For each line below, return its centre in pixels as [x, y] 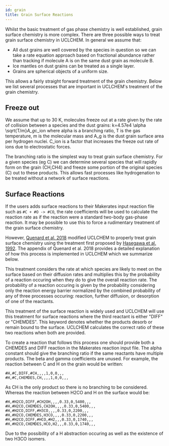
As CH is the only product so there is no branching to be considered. [76, 387]
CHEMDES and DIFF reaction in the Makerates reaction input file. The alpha [83, 348]
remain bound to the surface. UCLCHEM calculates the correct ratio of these [85, 327]
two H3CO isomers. [26, 439]
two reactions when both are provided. [45, 333]
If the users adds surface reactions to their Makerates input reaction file [80, 206]
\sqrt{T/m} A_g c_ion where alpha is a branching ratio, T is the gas [73, 131]
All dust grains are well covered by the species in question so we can [84, 50]
